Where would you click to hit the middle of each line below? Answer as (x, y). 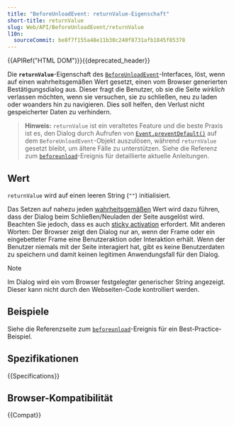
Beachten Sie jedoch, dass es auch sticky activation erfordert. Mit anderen (116, 224)
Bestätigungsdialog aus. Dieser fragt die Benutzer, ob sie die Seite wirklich (116, 89)
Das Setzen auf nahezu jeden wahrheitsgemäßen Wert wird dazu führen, (113, 209)
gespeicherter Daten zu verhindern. (60, 112)
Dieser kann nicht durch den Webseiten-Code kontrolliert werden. (104, 289)
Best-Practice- (200, 329)
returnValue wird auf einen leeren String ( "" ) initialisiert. (89, 195)
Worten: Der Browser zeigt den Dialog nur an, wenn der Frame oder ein (111, 231)
